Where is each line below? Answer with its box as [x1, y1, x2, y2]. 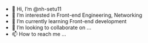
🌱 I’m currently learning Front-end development [11, 18, 127, 24]
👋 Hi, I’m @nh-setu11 [11, 6, 62, 12]
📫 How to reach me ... [11, 31, 66, 37]
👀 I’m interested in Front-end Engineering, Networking [11, 12, 143, 19]
